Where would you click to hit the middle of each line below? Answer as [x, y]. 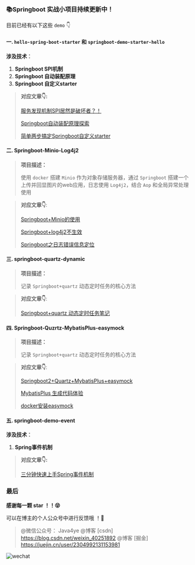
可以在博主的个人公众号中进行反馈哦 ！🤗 [55, 518]
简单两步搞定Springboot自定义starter [66, 136]
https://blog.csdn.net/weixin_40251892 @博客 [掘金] [84, 538]
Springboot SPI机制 [39, 69]
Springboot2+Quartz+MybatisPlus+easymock [77, 381]
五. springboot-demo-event [41, 420]
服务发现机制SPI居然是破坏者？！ [61, 110]
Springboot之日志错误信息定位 [57, 244]
